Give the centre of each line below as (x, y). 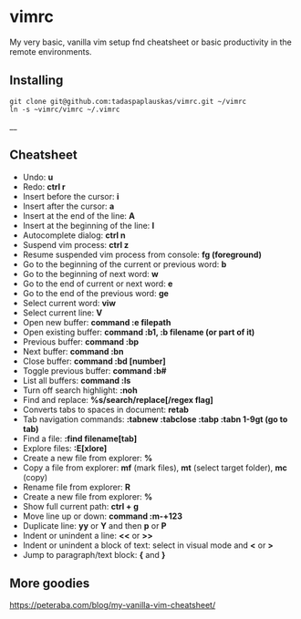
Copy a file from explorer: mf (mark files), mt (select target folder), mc (155, 468)
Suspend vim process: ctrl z (76, 244)
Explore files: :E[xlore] (65, 448)
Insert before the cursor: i (71, 196)
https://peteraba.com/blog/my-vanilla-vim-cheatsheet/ (113, 605)
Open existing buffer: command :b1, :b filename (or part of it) (139, 332)
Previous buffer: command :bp (81, 341)
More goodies (50, 583)
